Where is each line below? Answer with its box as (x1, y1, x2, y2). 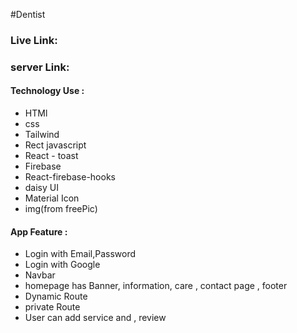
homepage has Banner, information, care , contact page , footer (24, 280, 288, 292)
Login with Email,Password (24, 248, 137, 260)
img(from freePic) (24, 203, 98, 215)
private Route (24, 301, 81, 313)
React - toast (24, 150, 79, 162)
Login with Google (24, 259, 101, 271)
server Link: (10, 60, 70, 74)
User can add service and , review (24, 312, 167, 324)
